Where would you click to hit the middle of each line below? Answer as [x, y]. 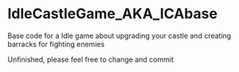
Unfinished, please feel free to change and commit [91, 59]
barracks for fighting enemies [56, 44]
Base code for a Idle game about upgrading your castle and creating [119, 36]
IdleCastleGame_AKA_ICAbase [113, 14]
